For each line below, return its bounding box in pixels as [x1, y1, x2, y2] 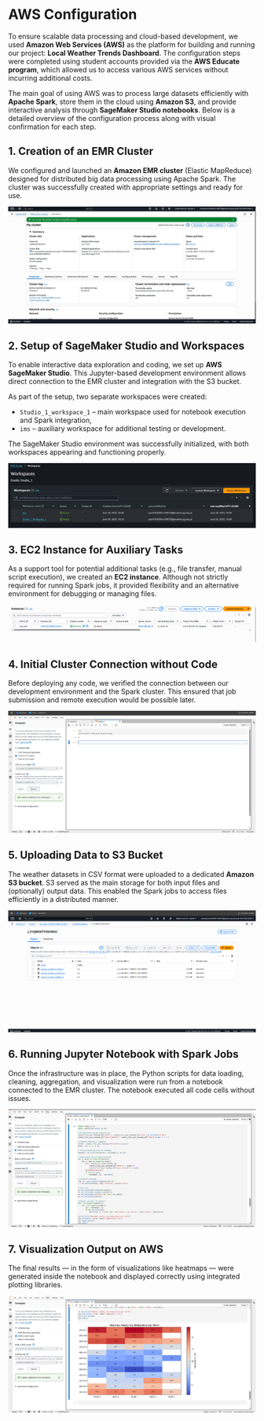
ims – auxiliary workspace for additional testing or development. [19, 424, 226, 433]
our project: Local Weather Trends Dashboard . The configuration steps [8, 48, 241, 57]
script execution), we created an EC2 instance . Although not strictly [8, 572, 229, 582]
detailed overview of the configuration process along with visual [8, 113, 216, 123]
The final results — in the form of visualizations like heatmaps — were [8, 1264, 234, 1273]
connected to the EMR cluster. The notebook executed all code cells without [8, 1085, 255, 1095]
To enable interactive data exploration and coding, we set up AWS [8, 360, 222, 370]
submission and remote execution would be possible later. [8, 695, 196, 705]
